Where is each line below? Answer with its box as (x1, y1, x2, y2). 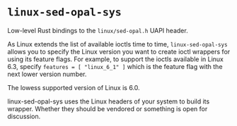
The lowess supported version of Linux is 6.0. (7, 83, 140, 92)
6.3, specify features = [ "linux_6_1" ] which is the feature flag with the (7, 62, 223, 70)
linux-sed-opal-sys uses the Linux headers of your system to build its (7, 97, 210, 106)
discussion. (7, 112, 41, 120)
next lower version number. (7, 70, 87, 78)
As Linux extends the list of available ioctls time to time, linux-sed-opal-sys (7, 39, 228, 48)
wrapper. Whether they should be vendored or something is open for (7, 104, 208, 113)
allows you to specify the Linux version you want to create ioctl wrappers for (7, 47, 231, 56)
